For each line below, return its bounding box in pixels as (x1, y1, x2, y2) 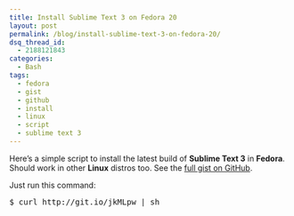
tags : (9, 71, 29, 80)
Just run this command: (9, 180, 96, 190)
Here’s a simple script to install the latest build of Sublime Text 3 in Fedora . (9, 153, 285, 164)
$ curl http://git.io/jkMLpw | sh (9, 196, 160, 207)
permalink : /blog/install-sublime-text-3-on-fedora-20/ (9, 29, 221, 38)
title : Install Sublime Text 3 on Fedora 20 (9, 12, 177, 22)
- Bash (17, 63, 42, 72)
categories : (9, 54, 53, 63)
